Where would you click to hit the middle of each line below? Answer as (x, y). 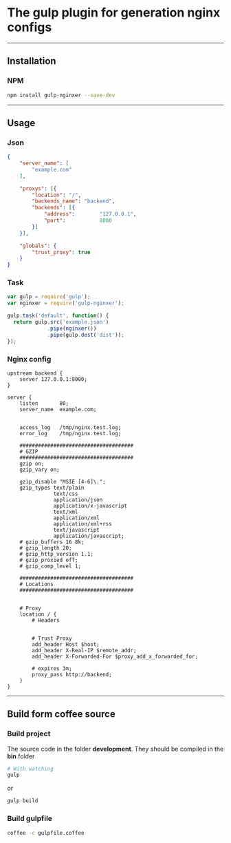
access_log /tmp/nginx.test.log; (70, 427)
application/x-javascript (90, 506)
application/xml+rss (82, 524)
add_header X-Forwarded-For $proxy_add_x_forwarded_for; (115, 656)
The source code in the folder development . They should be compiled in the (115, 749)
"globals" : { (38, 246)
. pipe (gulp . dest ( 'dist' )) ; (86, 335)
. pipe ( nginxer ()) (72, 329)
